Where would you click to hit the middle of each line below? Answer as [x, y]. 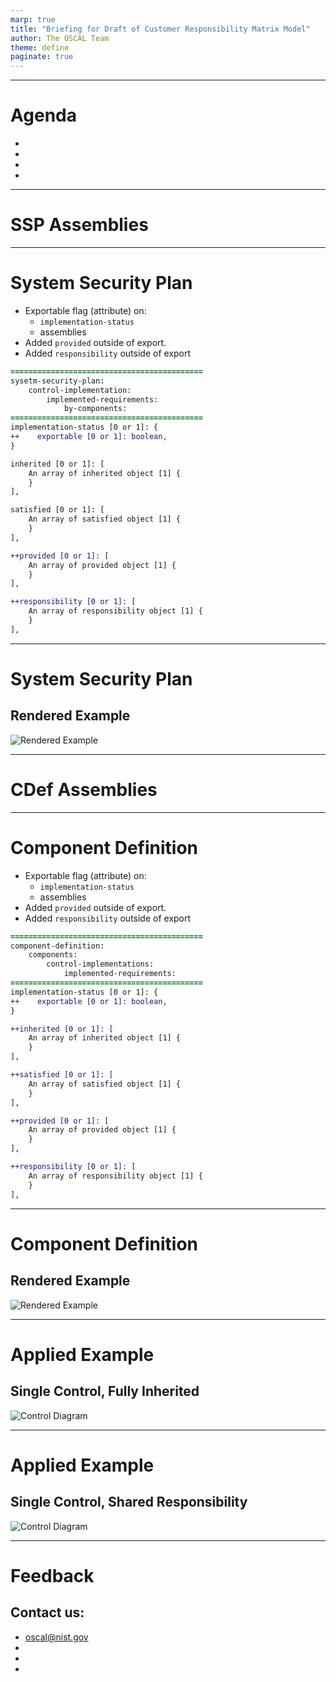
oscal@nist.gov [56, 1637]
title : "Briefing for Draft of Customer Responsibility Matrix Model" [160, 29]
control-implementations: [100, 964]
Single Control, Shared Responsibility [129, 1502]
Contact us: [47, 1612]
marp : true [33, 19]
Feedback [52, 1575]
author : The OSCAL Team [60, 38]
